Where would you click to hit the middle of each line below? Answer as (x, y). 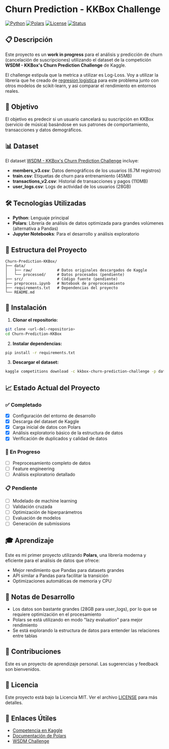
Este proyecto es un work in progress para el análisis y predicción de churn (84, 54)
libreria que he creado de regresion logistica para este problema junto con (82, 80)
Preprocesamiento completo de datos (52, 463)
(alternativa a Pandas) (35, 228)
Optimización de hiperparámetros (47, 512)
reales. (12, 91)
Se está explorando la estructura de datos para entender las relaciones (86, 630)
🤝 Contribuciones (33, 652)
